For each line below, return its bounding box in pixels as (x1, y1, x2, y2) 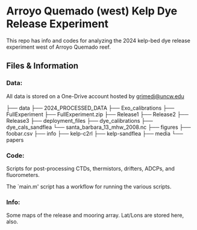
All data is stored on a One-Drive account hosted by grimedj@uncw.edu (6, 92, 185, 100)
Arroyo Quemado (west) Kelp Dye (6, 4, 178, 18)
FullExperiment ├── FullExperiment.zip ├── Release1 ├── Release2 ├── (6, 110, 189, 118)
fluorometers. (6, 171, 40, 178)
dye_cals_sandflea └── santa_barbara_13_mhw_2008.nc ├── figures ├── (6, 123, 191, 131)
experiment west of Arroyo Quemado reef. (6, 43, 111, 51)
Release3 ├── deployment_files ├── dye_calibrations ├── (6, 117, 153, 124)
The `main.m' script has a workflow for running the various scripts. (6, 182, 172, 190)
